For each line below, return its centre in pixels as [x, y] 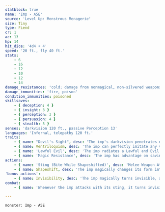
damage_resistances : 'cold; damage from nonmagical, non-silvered [74, 87]
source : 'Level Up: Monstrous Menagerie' [48, 19]
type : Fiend [17, 28]
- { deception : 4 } [34, 106]
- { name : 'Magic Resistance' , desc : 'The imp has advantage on [81, 156]
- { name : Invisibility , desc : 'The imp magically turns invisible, [85, 179]
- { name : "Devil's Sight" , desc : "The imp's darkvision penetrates [85, 142]
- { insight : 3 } [32, 110]
